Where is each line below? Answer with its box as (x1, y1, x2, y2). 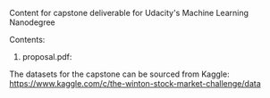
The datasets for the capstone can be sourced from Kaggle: (9, 69, 230, 79)
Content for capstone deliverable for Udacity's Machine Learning (9, 8, 249, 18)
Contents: (9, 35, 46, 45)
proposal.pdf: (21, 52, 72, 61)
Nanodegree (9, 17, 55, 28)
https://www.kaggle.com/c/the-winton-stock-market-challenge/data (9, 78, 261, 88)
